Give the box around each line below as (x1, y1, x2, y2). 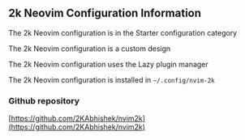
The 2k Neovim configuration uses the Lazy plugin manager (8, 59, 208, 69)
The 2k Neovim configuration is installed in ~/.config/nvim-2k (8, 74, 215, 84)
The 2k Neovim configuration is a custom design (8, 44, 171, 53)
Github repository (8, 95, 80, 106)
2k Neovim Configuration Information (8, 6, 201, 20)
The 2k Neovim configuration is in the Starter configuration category (8, 28, 238, 37)
